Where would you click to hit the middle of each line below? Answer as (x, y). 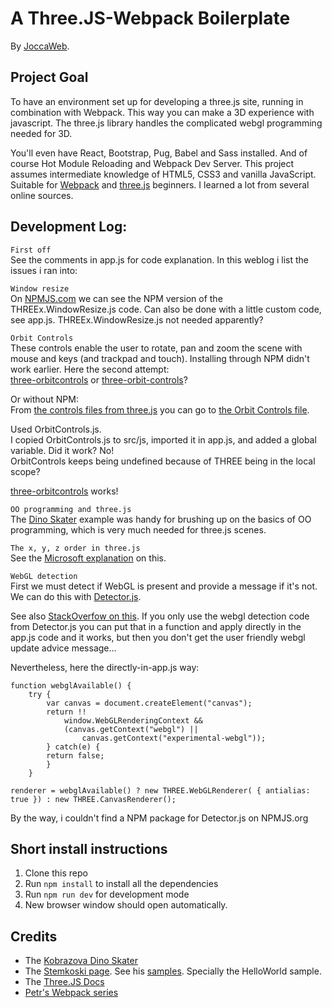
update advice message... (63, 648)
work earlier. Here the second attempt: (90, 369)
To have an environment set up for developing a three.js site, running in (157, 101)
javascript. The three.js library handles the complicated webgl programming (166, 123)
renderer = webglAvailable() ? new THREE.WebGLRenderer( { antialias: (160, 790)
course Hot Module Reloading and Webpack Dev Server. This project (152, 163)
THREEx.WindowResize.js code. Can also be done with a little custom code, (166, 309)
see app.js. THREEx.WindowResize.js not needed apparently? (137, 319)
